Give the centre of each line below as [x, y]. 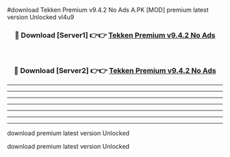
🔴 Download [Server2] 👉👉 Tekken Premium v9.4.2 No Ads [115, 71]
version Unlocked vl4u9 [41, 17]
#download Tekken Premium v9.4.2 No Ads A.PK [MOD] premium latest [108, 10]
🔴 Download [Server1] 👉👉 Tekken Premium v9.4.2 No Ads [115, 35]
